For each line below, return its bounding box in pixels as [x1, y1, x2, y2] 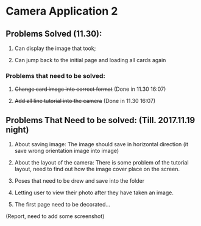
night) [5, 124, 29, 135]
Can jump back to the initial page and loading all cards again [14, 57, 166, 63]
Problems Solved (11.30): [5, 29, 102, 39]
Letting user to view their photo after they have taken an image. [14, 189, 174, 196]
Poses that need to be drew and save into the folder [14, 177, 144, 185]
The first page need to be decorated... [14, 201, 111, 208]
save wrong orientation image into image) [14, 147, 119, 155]
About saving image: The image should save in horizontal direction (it [14, 141, 189, 148]
